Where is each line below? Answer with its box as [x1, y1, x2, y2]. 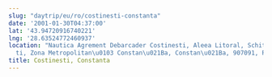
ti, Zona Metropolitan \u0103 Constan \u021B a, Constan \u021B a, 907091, [15, 49, 259, 57]
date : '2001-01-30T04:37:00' [8, 19, 107, 27]
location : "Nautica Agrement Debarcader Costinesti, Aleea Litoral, [8, 42, 244, 50]
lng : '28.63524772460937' [8, 34, 96, 43]
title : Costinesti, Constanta [8, 57, 111, 65]
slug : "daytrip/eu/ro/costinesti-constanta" [8, 11, 161, 20]
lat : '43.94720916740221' [8, 26, 96, 34]
